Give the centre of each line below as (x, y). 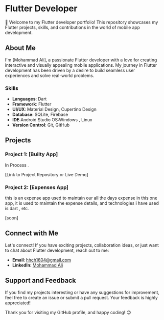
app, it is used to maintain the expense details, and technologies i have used (82, 203)
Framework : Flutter (32, 104)
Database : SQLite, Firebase (40, 115)
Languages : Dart (29, 99)
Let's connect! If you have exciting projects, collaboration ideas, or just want (82, 245)
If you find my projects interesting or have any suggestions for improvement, (82, 292)
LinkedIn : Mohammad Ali (37, 265)
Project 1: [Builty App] (32, 154)
